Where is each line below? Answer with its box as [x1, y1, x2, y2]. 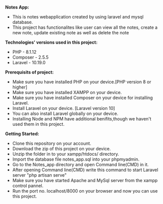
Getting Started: [5, 131, 39, 136]
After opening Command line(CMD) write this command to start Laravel [12, 167, 159, 173]
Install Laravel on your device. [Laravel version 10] [12, 105, 115, 111]
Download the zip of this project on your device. [12, 146, 111, 151]
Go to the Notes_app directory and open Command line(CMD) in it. [12, 162, 149, 167]
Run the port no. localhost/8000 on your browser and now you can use [12, 188, 158, 194]
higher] [12, 84, 27, 90]
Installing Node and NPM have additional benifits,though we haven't [12, 116, 152, 121]
